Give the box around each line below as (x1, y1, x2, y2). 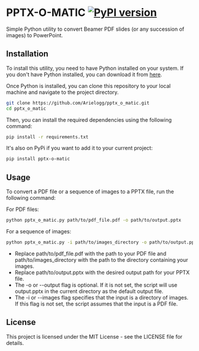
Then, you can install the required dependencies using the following (6, 116, 172, 123)
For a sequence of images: (6, 227, 72, 235)
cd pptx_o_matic (6, 105, 46, 112)
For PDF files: (6, 206, 40, 213)
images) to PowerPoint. (6, 31, 63, 38)
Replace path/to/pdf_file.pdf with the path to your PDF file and (14, 250, 167, 257)
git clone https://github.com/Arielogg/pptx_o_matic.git (6, 100, 150, 106)
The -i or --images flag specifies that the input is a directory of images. (14, 294, 188, 301)
